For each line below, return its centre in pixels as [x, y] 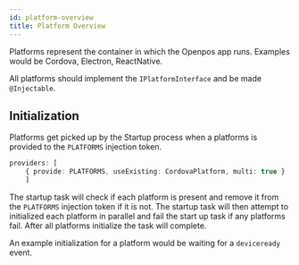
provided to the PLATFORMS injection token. [86, 147]
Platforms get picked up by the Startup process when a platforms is [133, 137]
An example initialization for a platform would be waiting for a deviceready [145, 243]
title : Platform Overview [57, 26]
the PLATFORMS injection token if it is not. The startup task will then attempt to [149, 206]
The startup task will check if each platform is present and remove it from [144, 197]
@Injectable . [33, 88]
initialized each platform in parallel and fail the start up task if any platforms [147, 216]
